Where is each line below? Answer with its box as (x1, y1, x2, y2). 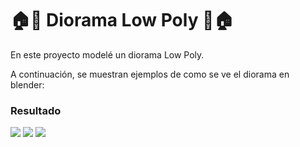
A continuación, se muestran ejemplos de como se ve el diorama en (10, 68, 290, 80)
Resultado (10, 103, 62, 117)
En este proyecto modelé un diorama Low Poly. (10, 48, 205, 61)
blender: (10, 78, 45, 91)
